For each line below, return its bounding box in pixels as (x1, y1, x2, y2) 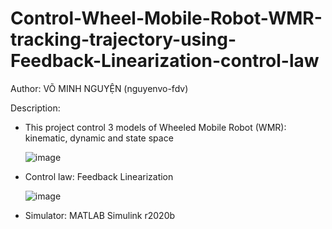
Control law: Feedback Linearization (24, 170, 174, 182)
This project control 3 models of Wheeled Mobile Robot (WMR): (24, 121, 287, 133)
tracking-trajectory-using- (10, 28, 237, 51)
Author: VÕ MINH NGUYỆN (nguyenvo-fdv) (10, 82, 189, 94)
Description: (10, 102, 61, 114)
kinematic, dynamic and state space (24, 132, 174, 144)
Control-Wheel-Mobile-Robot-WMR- (10, 7, 323, 30)
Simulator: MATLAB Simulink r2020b (24, 209, 176, 221)
